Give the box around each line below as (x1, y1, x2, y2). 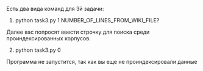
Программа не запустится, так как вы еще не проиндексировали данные (6, 58, 198, 65)
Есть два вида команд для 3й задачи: (6, 5, 104, 12)
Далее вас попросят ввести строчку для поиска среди (6, 28, 150, 35)
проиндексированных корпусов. (6, 35, 91, 42)
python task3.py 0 (15, 46, 61, 54)
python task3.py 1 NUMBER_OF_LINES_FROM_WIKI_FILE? (15, 17, 160, 23)
